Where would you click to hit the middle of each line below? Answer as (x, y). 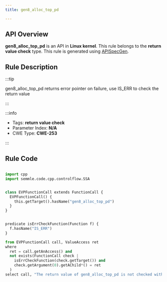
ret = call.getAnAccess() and (41, 251)
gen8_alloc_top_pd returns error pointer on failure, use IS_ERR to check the (82, 89)
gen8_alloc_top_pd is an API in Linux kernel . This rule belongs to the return (83, 46)
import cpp (16, 174)
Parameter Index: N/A (35, 128)
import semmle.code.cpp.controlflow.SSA (48, 179)
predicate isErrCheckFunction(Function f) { (52, 224)
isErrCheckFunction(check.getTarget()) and (60, 261)
